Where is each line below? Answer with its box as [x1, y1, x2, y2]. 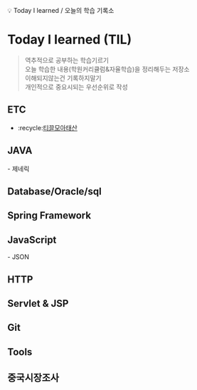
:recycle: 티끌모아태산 [17, 123, 78, 132]
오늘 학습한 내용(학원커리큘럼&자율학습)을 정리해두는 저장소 [24, 65, 190, 73]
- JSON [7, 253, 30, 261]
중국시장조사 [7, 372, 59, 384]
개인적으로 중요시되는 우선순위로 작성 [24, 83, 128, 91]
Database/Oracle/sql [7, 185, 102, 197]
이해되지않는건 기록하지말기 [24, 73, 102, 82]
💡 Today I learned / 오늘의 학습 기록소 [7, 6, 115, 14]
